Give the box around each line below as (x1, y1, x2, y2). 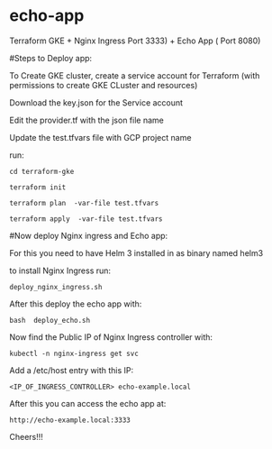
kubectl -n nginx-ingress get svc (9, 349, 140, 358)
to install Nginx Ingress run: (9, 265, 111, 276)
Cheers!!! (9, 431, 43, 442)
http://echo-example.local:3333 (9, 416, 131, 425)
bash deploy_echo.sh (9, 316, 91, 325)
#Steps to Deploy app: (9, 52, 93, 63)
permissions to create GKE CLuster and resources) (9, 79, 198, 90)
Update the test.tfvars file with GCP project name (9, 132, 192, 142)
